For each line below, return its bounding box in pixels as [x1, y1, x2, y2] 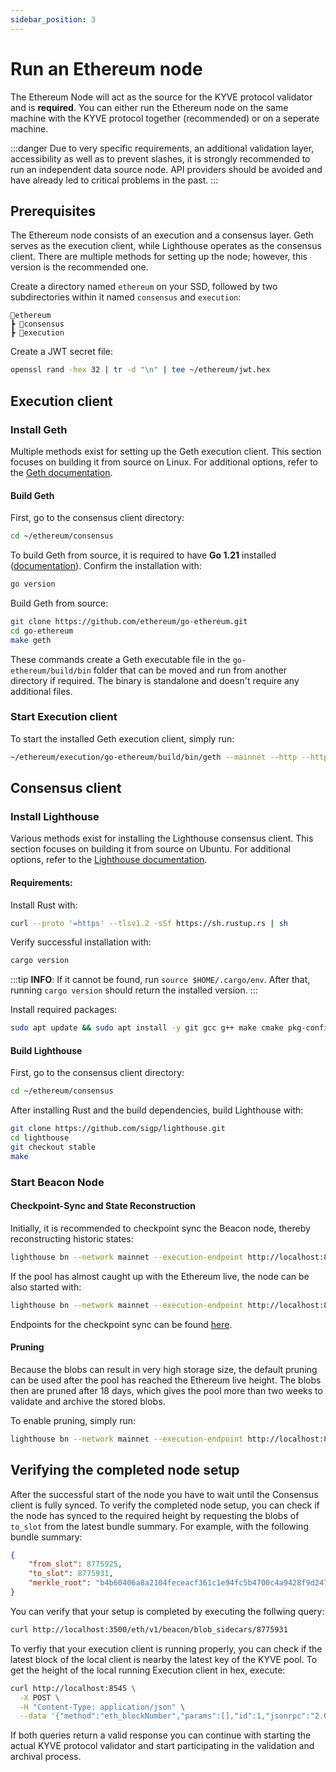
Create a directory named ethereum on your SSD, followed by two [10, 281, 278, 293]
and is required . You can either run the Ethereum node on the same [10, 101, 289, 113]
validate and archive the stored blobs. [10, 1395, 166, 1407]
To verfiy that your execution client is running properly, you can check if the [10, 1642, 323, 1655]
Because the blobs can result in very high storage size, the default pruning [10, 1363, 318, 1375]
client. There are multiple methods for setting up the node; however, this [10, 251, 308, 263]
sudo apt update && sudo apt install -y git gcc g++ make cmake [10, 1023, 284, 1033]
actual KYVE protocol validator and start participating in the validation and [10, 1740, 315, 1752]
